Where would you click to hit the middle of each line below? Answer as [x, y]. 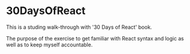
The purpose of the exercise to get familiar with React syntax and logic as [95, 38]
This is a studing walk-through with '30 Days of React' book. [79, 27]
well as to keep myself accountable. [49, 45]
